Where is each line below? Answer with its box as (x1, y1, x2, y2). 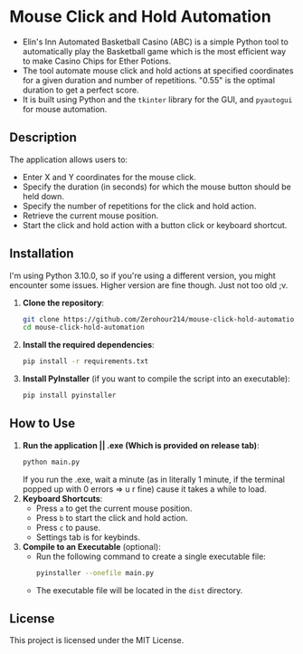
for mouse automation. (22, 103, 108, 114)
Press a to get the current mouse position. (35, 503, 193, 514)
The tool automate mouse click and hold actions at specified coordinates (22, 65, 294, 76)
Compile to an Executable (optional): (22, 541, 161, 552)
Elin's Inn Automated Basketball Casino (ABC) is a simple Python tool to (22, 36, 289, 47)
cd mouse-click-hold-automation (22, 323, 145, 332)
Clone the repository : (22, 297, 105, 308)
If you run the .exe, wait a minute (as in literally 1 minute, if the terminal (22, 474, 285, 485)
